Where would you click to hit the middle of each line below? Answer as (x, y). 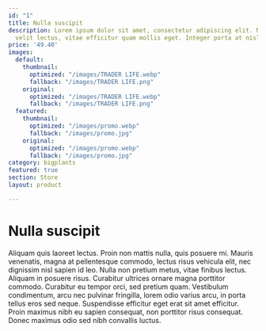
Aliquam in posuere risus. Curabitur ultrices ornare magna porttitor (117, 278)
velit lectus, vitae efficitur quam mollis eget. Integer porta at (129, 38)
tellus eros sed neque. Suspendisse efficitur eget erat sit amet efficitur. (124, 303)
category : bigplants (42, 163)
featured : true (33, 170)
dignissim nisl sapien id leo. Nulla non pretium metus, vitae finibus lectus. (127, 269)
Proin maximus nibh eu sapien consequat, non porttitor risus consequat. (126, 312)
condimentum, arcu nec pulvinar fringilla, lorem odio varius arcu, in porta (127, 295)
